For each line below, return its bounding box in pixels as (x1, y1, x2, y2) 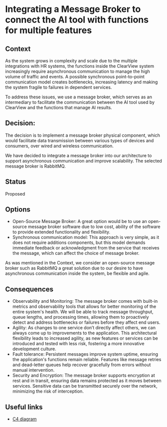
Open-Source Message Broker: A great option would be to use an (12, 218, 147, 224)
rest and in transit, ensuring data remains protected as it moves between (12, 378, 162, 384)
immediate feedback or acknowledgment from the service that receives (12, 245, 160, 251)
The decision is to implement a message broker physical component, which (5, 132, 161, 138)
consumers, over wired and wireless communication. (5, 143, 114, 149)
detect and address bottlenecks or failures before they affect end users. (12, 319, 161, 325)
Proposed (5, 191, 25, 197)
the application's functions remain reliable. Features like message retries (12, 357, 162, 363)
